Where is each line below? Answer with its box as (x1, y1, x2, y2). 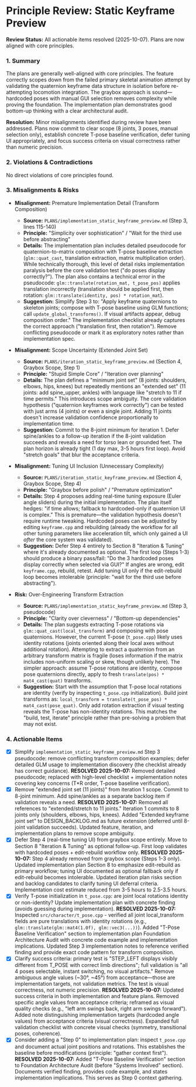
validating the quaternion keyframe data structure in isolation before (6, 83, 170, 90)
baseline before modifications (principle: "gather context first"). (14, 1049, 168, 1056)
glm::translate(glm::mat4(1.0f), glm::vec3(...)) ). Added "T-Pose (14, 924, 180, 931)
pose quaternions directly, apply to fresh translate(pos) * (23, 670, 165, 677)
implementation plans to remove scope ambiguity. (14, 830, 135, 837)
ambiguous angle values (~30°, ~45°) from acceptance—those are (14, 974, 176, 981)
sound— (152, 89, 173, 96)
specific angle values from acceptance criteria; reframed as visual (14, 999, 174, 1006)
